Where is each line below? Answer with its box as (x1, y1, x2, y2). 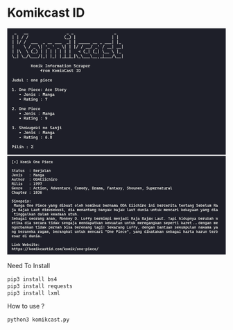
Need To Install (7, 261, 51, 270)
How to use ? (7, 302, 45, 310)
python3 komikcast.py (7, 316, 70, 323)
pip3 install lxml (7, 290, 60, 297)
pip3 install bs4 (7, 276, 58, 283)
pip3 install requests (7, 283, 73, 290)
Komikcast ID (7, 5, 85, 21)
